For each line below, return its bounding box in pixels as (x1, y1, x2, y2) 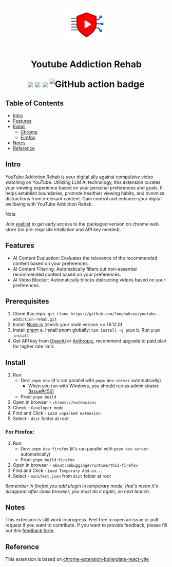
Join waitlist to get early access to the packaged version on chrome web (5, 221, 159, 227)
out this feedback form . (5, 527, 55, 534)
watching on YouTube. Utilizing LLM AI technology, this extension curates (5, 179, 161, 185)
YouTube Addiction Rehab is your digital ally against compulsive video (5, 174, 153, 180)
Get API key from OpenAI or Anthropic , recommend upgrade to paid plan (12, 338, 167, 344)
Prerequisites (5, 297, 49, 306)
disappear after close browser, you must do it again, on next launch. (5, 488, 150, 494)
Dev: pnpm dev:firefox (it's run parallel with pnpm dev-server (20, 445, 149, 451)
